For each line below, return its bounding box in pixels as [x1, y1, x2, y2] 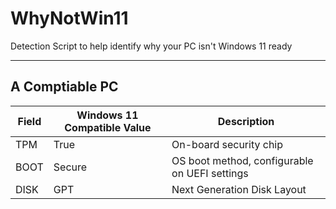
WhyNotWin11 [10, 7, 129, 30]
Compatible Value [64, 120, 152, 134]
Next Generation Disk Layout [171, 182, 307, 196]
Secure [53, 160, 88, 174]
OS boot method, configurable [171, 153, 314, 167]
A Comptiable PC [10, 78, 119, 96]
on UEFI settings [171, 166, 249, 180]
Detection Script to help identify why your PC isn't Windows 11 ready [10, 40, 293, 52]
